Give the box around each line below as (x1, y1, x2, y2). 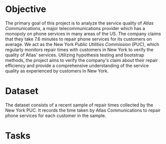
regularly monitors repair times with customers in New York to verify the (5, 46, 153, 52)
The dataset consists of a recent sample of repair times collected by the (5, 101, 153, 108)
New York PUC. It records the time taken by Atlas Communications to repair (5, 107, 161, 113)
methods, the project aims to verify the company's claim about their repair (5, 57, 158, 63)
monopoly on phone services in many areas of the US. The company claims (5, 30, 161, 36)
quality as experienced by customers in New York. (5, 67, 109, 73)
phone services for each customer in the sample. (5, 112, 106, 118)
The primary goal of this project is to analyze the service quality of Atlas (5, 20, 154, 26)
